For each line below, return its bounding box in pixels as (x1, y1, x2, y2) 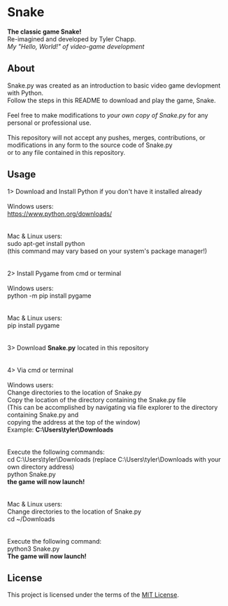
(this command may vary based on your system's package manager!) (7, 247, 208, 255)
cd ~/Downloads (7, 514, 55, 523)
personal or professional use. (7, 118, 92, 127)
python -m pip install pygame (7, 291, 92, 300)
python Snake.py (7, 470, 56, 478)
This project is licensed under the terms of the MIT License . (7, 591, 180, 599)
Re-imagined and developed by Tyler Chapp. (7, 34, 136, 43)
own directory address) (7, 462, 75, 471)
